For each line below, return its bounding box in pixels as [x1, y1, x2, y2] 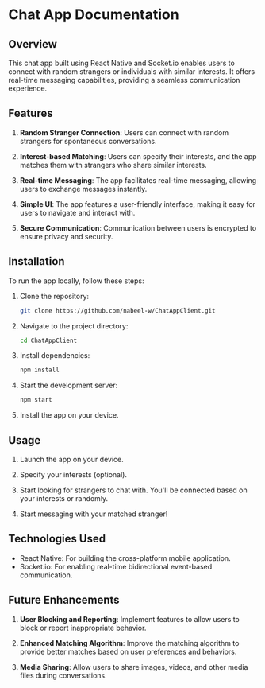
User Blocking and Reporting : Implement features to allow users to [19, 614, 240, 624]
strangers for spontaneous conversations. [19, 136, 157, 146]
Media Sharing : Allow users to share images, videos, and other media [19, 662, 248, 671]
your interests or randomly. [19, 493, 109, 503]
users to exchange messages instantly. [19, 184, 148, 193]
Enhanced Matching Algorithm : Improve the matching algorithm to [19, 638, 240, 647]
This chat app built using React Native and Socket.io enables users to [8, 58, 236, 68]
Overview [8, 37, 58, 51]
